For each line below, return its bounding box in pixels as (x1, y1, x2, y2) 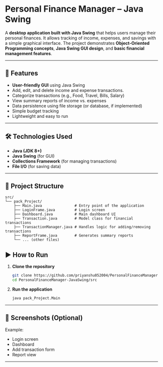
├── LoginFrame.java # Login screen (14, 208, 105, 213)
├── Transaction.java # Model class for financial (14, 216, 133, 221)
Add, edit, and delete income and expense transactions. (12, 87, 124, 93)
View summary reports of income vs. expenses (12, 97, 107, 103)
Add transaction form (12, 347, 55, 352)
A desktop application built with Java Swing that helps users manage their (5, 30, 156, 36)
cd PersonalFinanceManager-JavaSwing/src (12, 277, 97, 283)
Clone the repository (12, 264, 55, 270)
